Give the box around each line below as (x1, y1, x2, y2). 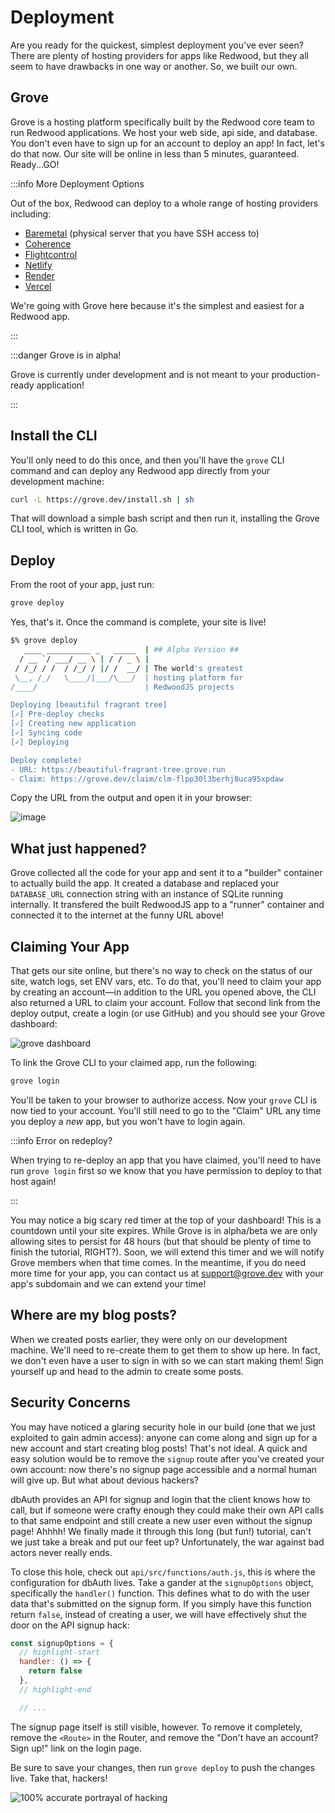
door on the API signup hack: (10, 1619, 130, 1631)
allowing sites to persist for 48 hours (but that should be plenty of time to (10, 1235, 312, 1247)
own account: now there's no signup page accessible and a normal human (10, 1463, 318, 1475)
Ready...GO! (10, 158, 60, 170)
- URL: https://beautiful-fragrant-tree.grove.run (10, 764, 226, 775)
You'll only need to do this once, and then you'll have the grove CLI (10, 454, 285, 466)
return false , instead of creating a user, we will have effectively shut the (10, 1608, 307, 1620)
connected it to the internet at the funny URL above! (10, 909, 225, 921)
